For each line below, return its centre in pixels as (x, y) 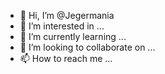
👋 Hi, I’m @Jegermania (67, 15)
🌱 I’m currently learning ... (73, 36)
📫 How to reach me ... (66, 58)
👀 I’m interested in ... (62, 26)
